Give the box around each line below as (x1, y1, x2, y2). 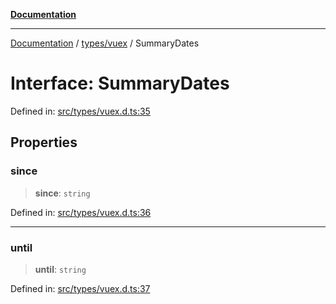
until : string (34, 263, 87, 275)
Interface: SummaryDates (10, 72, 230, 95)
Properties (10, 134, 78, 151)
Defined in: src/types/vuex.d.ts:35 (10, 105, 151, 117)
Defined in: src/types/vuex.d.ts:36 (10, 206, 152, 218)
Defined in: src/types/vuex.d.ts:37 (10, 282, 151, 294)
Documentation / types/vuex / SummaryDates (10, 37, 200, 49)
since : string (34, 187, 91, 199)
